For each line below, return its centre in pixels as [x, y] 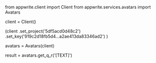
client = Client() [21, 22]
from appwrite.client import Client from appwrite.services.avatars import [78, 7]
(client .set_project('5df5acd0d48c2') [43, 31]
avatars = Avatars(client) [30, 46]
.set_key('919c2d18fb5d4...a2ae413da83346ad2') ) [57, 36]
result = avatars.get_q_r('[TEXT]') [39, 55]
